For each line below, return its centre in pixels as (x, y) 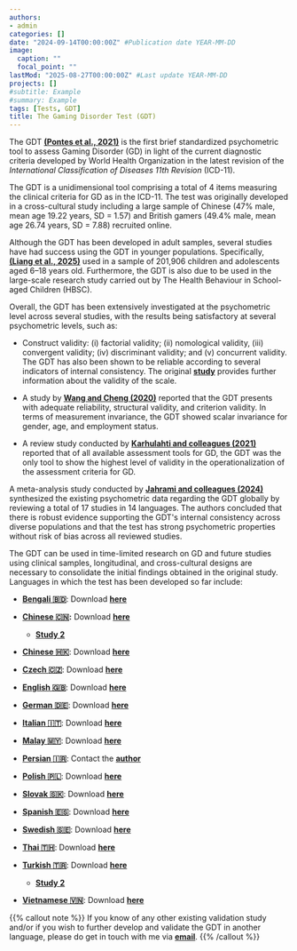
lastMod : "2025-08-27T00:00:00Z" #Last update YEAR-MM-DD (118, 76)
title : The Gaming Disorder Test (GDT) (83, 116)
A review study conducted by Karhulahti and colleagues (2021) (139, 444)
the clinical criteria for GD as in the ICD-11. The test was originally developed (149, 197)
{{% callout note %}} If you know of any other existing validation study (138, 918)
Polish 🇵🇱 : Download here (72, 776)
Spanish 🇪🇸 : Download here (76, 812)
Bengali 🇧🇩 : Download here (74, 599)
